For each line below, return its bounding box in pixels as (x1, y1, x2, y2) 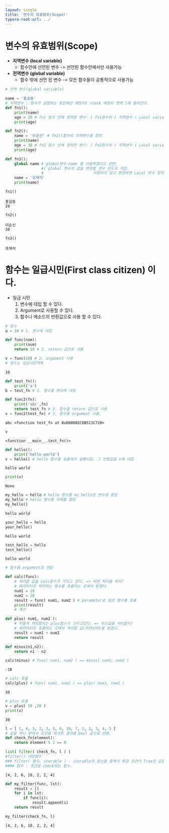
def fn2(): (5, 128, 28, 134)
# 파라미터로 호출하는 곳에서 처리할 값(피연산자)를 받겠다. (14, 626, 120, 631)
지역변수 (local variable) (12, 58, 62, 64)
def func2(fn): (5, 397, 37, 402)
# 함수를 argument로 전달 (5, 565, 53, 570)
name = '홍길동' (5, 96, 36, 101)
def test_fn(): (5, 379, 37, 384)
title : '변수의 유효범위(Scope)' (5, 12, 68, 17)
